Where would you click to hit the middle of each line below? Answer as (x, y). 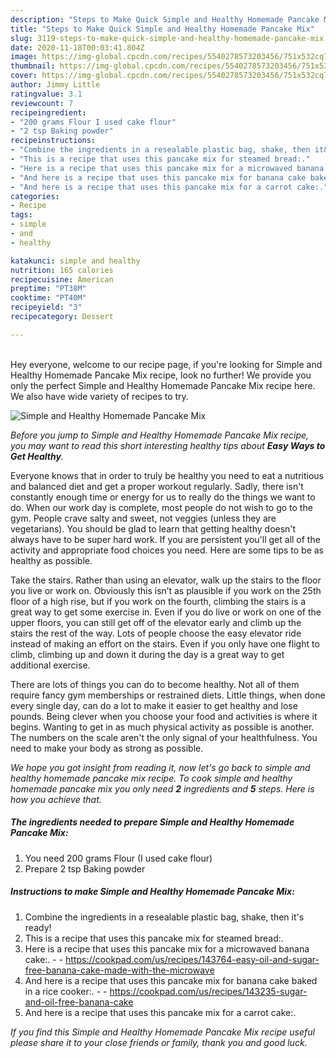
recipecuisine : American (62, 279)
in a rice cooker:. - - (66, 991)
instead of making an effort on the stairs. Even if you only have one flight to (165, 643)
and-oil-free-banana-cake (79, 1002)
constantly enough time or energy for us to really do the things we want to (163, 497)
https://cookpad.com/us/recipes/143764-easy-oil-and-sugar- (192, 959)
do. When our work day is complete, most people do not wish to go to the (161, 507)
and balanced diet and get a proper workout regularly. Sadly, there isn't (157, 486)
